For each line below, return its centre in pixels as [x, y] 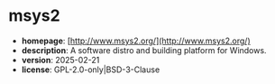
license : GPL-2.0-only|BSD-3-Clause [91, 70]
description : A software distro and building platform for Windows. [144, 50]
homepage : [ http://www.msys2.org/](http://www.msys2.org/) [136, 41]
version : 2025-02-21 [60, 60]
